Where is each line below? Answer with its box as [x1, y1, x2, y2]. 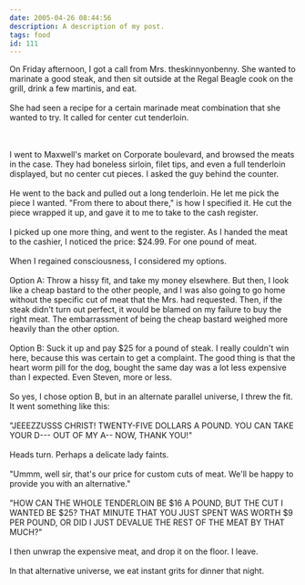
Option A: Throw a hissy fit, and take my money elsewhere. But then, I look [9, 275, 290, 286]
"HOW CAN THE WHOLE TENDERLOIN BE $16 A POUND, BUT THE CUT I [9, 498, 284, 508]
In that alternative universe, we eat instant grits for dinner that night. [9, 566, 265, 577]
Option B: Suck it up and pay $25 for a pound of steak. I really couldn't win [9, 343, 290, 354]
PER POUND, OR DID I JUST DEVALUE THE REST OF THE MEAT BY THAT [9, 517, 285, 529]
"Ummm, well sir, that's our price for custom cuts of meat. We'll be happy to [9, 468, 294, 479]
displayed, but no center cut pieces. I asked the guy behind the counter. [9, 169, 280, 180]
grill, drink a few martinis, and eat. [9, 83, 137, 94]
